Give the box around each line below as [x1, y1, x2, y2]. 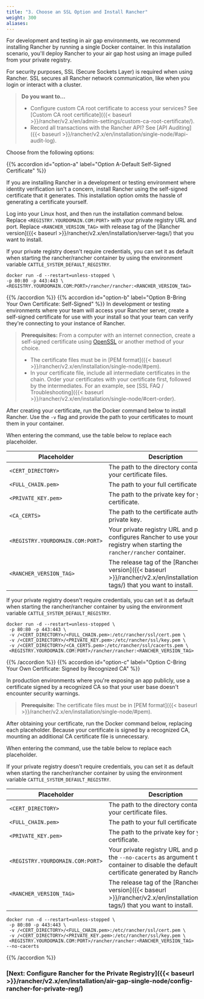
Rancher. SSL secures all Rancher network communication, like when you [6, 74, 190, 82]
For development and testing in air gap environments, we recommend [6, 37, 180, 44]
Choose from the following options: [6, 149, 95, 156]
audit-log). [30, 137, 56, 144]
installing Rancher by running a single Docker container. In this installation [6, 43, 191, 51]
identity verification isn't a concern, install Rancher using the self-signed [6, 185, 188, 192]
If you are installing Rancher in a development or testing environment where [6, 179, 196, 186]
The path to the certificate [108, 508, 183, 517]
